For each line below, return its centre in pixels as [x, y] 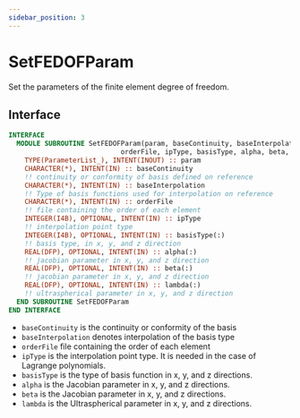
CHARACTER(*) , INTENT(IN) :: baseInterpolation [115, 185]
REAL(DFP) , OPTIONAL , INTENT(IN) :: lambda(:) [113, 286]
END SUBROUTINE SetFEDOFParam [73, 302]
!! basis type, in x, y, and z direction [103, 243]
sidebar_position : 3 [47, 17]
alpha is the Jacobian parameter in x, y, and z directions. [125, 384]
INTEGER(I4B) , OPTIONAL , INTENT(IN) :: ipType [113, 219]
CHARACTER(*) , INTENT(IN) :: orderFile [99, 202]
